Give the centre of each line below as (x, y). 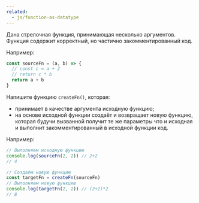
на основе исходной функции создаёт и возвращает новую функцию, (104, 115)
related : (17, 12)
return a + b (28, 80)
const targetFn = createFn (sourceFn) (53, 178)
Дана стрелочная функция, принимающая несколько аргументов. (91, 34)
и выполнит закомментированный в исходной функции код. (92, 128)
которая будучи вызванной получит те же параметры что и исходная (104, 121)
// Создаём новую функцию (38, 172)
